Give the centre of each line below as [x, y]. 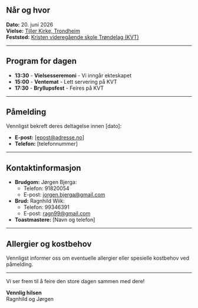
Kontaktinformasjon [44, 168]
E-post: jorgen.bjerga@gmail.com [64, 195]
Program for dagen [41, 61]
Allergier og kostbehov [49, 244]
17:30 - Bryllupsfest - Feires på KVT [59, 88]
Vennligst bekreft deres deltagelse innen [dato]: [64, 126]
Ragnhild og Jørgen [30, 299]
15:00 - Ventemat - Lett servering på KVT [66, 81]
